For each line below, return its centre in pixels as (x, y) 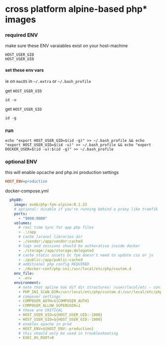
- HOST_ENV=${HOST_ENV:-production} (56, 329)
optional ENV (21, 162)
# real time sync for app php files (56, 228)
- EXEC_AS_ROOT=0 (36, 338)
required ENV (21, 35)
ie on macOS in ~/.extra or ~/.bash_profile (48, 81)
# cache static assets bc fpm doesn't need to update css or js (86, 255)
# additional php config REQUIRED (54, 264)
